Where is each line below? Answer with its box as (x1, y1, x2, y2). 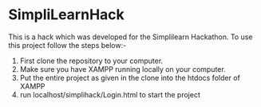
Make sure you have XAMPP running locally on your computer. (19, 64, 226, 73)
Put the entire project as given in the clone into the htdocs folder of (19, 73, 241, 82)
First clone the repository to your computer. (19, 56, 164, 65)
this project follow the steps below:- (8, 40, 127, 50)
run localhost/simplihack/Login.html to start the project (19, 89, 201, 99)
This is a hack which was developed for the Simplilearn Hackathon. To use (8, 32, 253, 42)
